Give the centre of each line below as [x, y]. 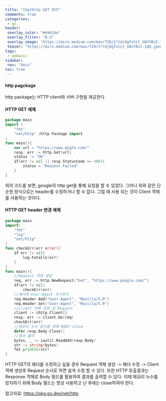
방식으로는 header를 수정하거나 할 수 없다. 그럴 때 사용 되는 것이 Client [82, 192]
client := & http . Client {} [41, 313]
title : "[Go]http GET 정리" [33, 10]
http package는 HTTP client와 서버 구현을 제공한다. [56, 97]
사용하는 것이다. [25, 198]
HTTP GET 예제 [21, 109]
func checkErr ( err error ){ [33, 249]
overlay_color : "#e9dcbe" [34, 33]
